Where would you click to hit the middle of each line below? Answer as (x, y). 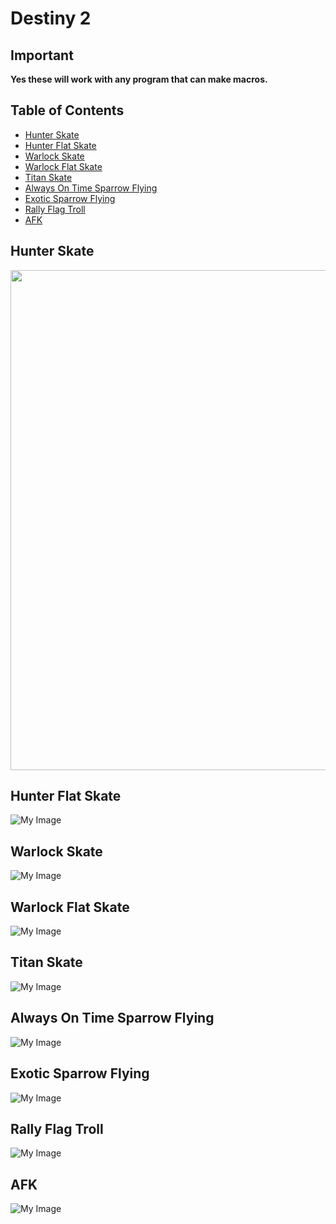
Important (42, 55)
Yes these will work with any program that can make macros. (139, 79)
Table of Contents (67, 110)
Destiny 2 (51, 18)
